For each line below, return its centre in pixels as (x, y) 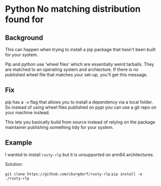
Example (19, 143)
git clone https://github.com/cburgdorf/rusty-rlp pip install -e (74, 174)
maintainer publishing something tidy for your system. (59, 127)
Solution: (14, 164)
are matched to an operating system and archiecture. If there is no (72, 69)
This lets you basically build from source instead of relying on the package (80, 122)
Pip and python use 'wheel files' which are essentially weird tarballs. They (80, 64)
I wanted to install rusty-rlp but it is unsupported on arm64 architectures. (80, 155)
